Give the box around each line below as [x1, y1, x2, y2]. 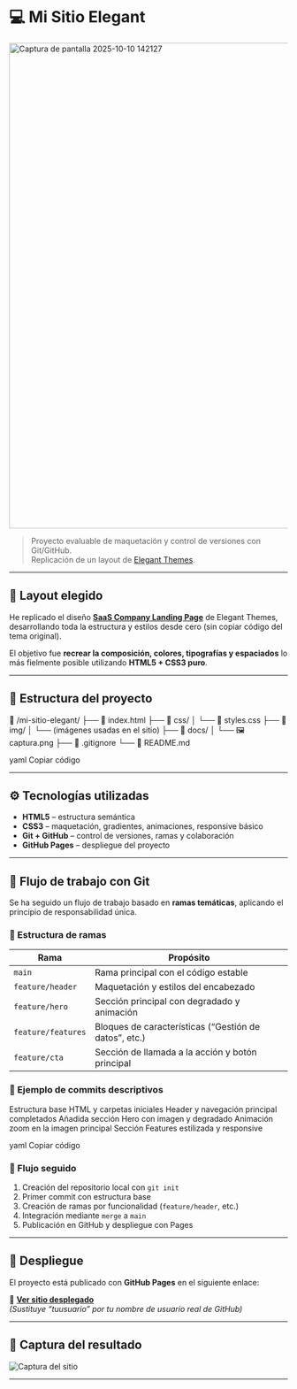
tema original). [9, 630, 62, 641]
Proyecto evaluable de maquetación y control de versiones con [30, 535, 261, 546]
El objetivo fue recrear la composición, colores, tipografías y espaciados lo [9, 648, 288, 658]
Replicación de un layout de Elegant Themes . [30, 554, 196, 564]
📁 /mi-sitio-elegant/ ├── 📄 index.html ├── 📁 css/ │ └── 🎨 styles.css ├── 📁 [9, 714, 287, 725]
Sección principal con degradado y [94, 995, 240, 1008]
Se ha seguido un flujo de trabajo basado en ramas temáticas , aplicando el [9, 897, 284, 908]
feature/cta [13, 1053, 65, 1063]
